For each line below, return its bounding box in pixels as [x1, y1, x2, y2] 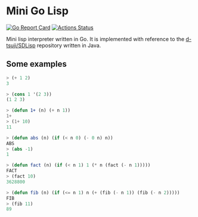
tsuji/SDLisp [6, 42, 36, 49]
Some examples [6, 59, 67, 69]
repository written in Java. [36, 42, 101, 49]
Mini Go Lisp [6, 4, 69, 18]
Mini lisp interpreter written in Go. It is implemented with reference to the [6, 35, 185, 42]
